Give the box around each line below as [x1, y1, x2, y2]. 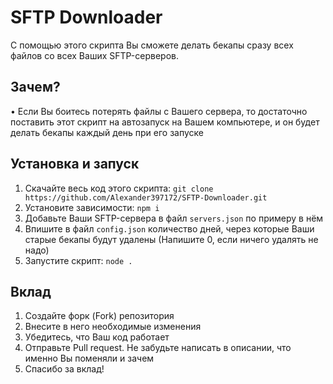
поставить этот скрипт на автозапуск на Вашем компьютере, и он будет [10, 116, 320, 128]
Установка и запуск [10, 156, 140, 173]
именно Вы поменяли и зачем [24, 352, 155, 365]
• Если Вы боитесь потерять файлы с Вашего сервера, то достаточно [10, 105, 308, 117]
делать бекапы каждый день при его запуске [10, 126, 205, 138]
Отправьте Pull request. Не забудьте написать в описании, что [24, 342, 292, 354]
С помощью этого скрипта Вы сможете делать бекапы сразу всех [10, 39, 294, 51]
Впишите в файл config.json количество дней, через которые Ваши [24, 222, 315, 235]
